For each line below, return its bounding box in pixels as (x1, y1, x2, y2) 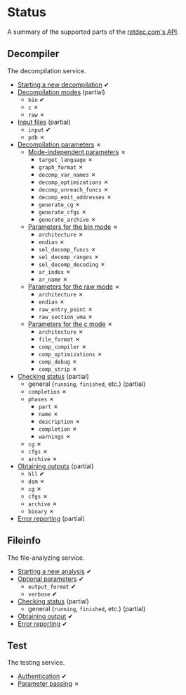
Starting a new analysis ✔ (17, 567, 93, 575)
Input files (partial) (17, 118, 72, 126)
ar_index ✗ (38, 267, 72, 275)
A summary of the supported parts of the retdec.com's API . (7, 27, 179, 36)
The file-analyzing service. (7, 553, 85, 562)
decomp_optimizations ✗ (38, 177, 109, 186)
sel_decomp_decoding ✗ (38, 260, 106, 268)
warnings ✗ (38, 432, 72, 440)
